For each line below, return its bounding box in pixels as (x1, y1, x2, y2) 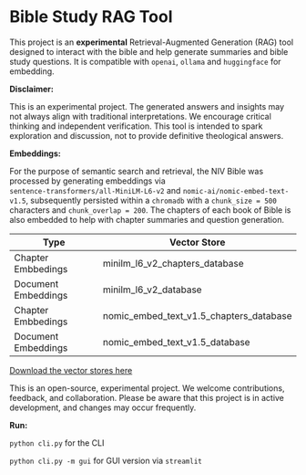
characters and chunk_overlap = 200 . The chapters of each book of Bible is (9, 204, 291, 216)
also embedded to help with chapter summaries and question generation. (9, 214, 285, 225)
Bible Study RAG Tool (9, 6, 173, 27)
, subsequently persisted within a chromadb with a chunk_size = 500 (25, 195, 278, 206)
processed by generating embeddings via (9, 175, 166, 186)
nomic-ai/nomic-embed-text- (182, 186, 290, 195)
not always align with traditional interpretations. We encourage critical (9, 111, 271, 121)
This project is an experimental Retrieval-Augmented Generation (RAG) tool (9, 37, 294, 47)
